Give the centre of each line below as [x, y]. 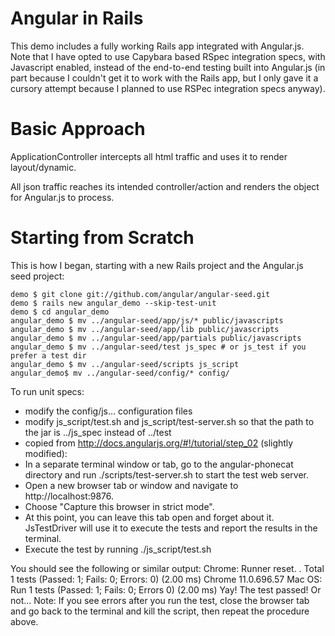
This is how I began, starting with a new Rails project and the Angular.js [157, 265]
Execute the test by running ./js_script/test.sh [118, 549]
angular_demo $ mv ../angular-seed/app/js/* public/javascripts [147, 320]
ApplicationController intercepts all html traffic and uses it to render [149, 156]
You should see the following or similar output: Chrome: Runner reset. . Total [167, 568]
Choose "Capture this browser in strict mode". [119, 506]
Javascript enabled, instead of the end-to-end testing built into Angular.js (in [168, 67]
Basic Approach [78, 129]
